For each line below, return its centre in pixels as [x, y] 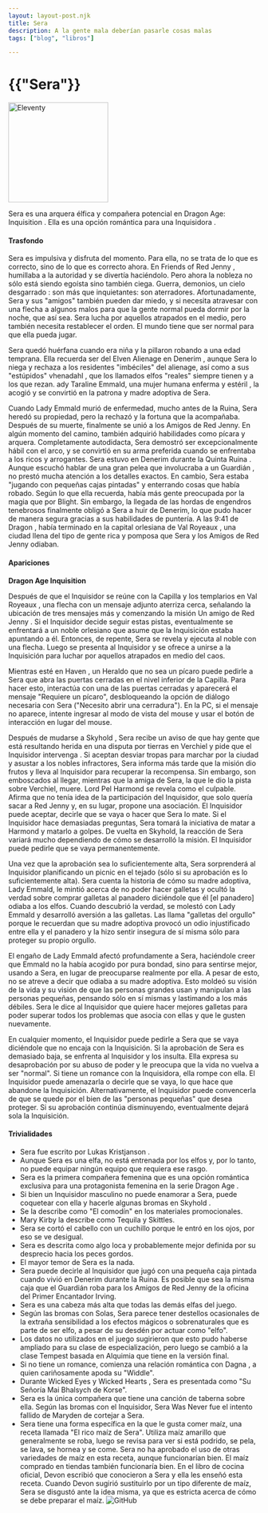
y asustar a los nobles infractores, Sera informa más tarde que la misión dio [132, 763]
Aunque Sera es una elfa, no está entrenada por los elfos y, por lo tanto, [138, 1160]
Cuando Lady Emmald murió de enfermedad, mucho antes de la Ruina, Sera [133, 408]
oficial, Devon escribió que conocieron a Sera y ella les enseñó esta [131, 1475]
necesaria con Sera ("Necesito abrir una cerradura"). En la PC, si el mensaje [134, 705]
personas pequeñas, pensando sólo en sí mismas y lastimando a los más [128, 998]
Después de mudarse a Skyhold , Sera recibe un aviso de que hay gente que [134, 738]
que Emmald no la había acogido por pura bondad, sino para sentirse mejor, [133, 964]
